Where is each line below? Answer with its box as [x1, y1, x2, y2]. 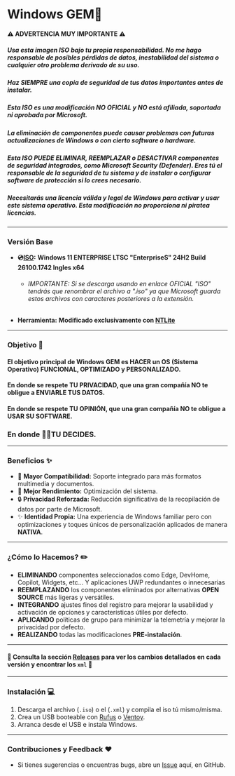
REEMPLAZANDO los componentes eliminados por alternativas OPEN [17, 585, 220, 594]
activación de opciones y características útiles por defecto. [17, 608, 189, 616]
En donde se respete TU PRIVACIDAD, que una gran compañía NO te [7, 381, 208, 389]
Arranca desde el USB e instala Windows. [17, 721, 138, 729]
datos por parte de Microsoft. [17, 504, 103, 513]
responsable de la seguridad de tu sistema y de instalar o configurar [7, 168, 211, 178]
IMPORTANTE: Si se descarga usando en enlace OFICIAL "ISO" [27, 279, 211, 288]
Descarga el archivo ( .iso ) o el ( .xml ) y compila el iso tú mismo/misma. [17, 705, 222, 714]
